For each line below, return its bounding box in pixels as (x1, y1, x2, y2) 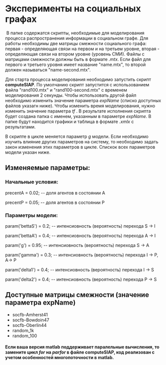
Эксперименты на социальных (5, 3, 141, 14)
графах (5, 13, 37, 25)
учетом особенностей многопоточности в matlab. (5, 355, 114, 361)
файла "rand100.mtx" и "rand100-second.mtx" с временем (5, 87, 127, 93)
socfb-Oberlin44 (12, 322, 47, 328)
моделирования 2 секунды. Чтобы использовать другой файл (5, 92, 136, 98)
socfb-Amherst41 (12, 311, 48, 317)
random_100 (12, 333, 37, 339)
